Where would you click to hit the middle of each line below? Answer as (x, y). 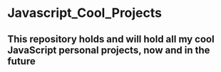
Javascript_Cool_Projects (85, 13)
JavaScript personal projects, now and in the (109, 50)
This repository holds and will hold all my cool (111, 39)
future (21, 61)
